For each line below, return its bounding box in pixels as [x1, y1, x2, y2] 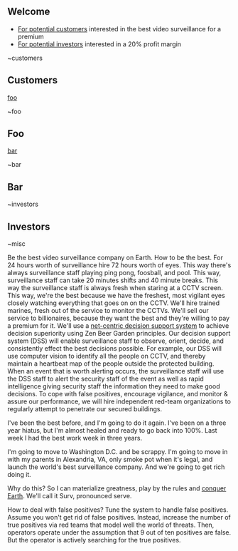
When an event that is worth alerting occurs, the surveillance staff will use [7, 367, 225, 376]
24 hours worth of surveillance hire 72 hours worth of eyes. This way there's [7, 261, 232, 269]
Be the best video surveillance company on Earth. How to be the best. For [7, 253, 224, 262]
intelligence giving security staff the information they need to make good [7, 382, 220, 391]
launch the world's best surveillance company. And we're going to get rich [7, 463, 225, 471]
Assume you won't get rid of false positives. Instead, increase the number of [7, 513, 231, 522]
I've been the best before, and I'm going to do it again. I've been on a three [7, 418, 227, 427]
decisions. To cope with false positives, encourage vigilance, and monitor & [7, 390, 229, 398]
